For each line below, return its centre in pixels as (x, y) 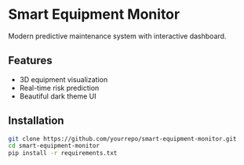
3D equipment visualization (64, 79)
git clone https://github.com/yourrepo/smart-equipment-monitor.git (122, 138)
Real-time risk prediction (59, 88)
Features (30, 61)
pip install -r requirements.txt (63, 153)
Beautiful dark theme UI (58, 96)
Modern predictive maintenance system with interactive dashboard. (117, 36)
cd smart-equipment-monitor (54, 146)
